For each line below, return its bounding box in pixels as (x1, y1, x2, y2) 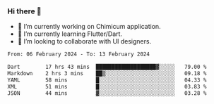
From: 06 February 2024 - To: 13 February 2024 (7, 51, 150, 58)
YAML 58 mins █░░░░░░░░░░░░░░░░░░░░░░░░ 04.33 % (7, 77, 207, 84)
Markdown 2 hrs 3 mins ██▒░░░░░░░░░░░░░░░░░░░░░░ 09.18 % (7, 70, 207, 77)
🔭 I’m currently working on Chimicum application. (17, 22, 161, 31)
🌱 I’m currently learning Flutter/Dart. (17, 30, 122, 38)
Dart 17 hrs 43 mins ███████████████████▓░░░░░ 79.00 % (7, 63, 207, 71)
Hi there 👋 (7, 6, 42, 16)
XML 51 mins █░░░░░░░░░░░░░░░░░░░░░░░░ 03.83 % (7, 83, 207, 90)
